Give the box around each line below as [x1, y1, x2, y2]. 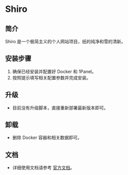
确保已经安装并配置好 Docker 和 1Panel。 [12, 68, 97, 74]
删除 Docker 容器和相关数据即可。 [12, 135, 82, 141]
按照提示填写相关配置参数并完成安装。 [12, 74, 91, 80]
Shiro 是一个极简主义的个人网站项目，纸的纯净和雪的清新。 [5, 39, 126, 44]
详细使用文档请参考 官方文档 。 [12, 165, 75, 171]
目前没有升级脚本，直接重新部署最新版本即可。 [12, 105, 108, 111]
